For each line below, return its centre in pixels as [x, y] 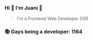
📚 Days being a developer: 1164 [44, 32]
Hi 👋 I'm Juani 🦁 [24, 8]
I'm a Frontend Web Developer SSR [52, 19]
